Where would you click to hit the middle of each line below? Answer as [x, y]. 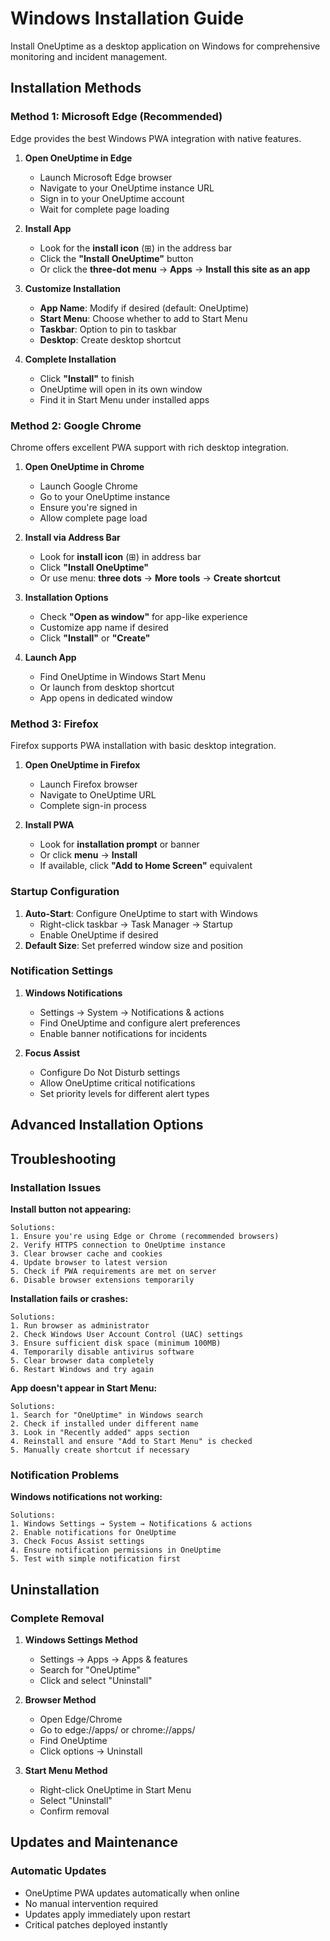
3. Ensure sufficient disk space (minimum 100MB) [116, 1343]
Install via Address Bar [72, 537]
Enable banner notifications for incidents [123, 1033]
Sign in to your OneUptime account [112, 198]
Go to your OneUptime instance [105, 496]
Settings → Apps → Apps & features [113, 1659]
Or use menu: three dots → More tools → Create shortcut [160, 578]
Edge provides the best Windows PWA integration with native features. [156, 138]
